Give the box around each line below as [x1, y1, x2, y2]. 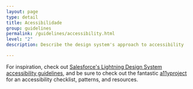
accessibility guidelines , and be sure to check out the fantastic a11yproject [6, 69, 187, 77]
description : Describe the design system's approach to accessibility [6, 42, 184, 48]
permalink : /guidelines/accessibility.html [6, 31, 115, 37]
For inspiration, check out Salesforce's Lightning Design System [6, 63, 162, 70]
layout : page [6, 8, 38, 15]
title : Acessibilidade [6, 20, 62, 26]
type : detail [6, 14, 38, 20]
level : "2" [6, 36, 33, 42]
